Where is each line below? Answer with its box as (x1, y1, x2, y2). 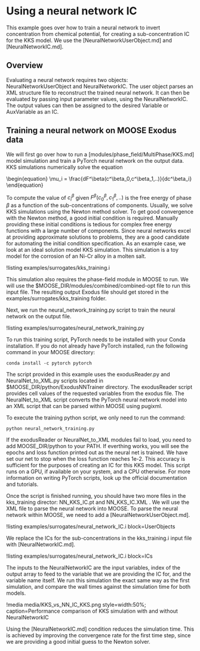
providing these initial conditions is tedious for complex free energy (6, 221, 172, 228)
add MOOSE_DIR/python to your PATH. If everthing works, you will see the (6, 443, 189, 450)
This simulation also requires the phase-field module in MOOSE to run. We (6, 276, 189, 283)
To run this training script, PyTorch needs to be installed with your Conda (6, 336, 186, 343)
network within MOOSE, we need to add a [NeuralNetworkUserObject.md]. (6, 512, 190, 519)
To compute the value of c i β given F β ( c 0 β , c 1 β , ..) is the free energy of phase (6, 193, 192, 203)
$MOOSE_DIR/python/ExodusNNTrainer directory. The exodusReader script (6, 384, 193, 391)
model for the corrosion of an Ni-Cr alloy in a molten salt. (6, 253, 146, 260)
